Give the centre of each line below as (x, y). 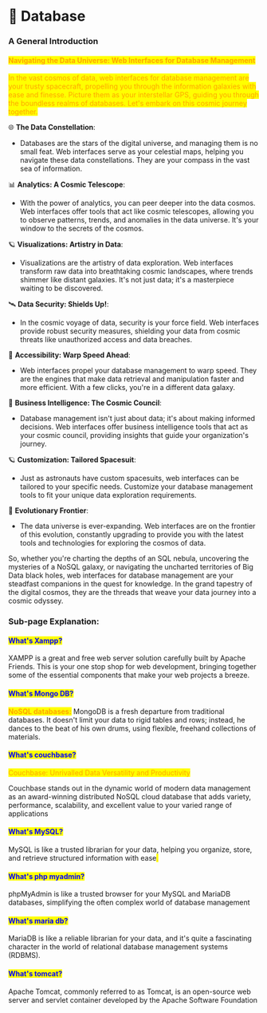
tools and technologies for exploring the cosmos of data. (113, 543)
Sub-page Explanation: (54, 621)
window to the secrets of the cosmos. (82, 229)
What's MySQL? (36, 832)
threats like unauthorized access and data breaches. (106, 340)
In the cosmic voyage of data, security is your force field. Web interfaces (139, 323)
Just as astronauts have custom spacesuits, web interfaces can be (129, 479)
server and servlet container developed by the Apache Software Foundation (133, 999)
